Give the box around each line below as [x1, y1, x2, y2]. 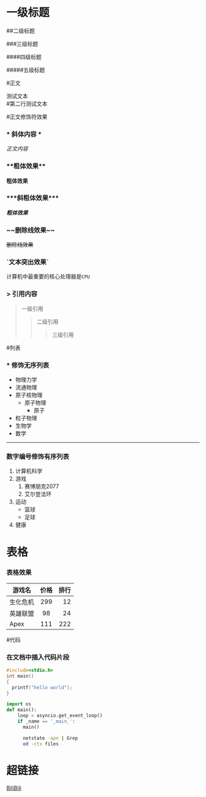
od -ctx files [22, 741, 59, 747]
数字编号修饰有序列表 [6, 452, 69, 461]
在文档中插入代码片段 [6, 653, 69, 661]
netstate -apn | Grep [22, 735, 78, 741]
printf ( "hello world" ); [12, 684, 72, 691]
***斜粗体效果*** [6, 194, 59, 203]
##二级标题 [6, 27, 35, 34]
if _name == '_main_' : [17, 718, 75, 725]
